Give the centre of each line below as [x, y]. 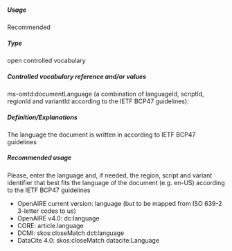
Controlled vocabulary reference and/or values [77, 76]
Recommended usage [39, 158]
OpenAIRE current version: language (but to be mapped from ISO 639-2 [120, 203]
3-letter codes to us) [46, 211]
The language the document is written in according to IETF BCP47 [101, 135]
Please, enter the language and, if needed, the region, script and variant [110, 175]
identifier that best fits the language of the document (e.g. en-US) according [116, 182]
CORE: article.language [51, 225]
